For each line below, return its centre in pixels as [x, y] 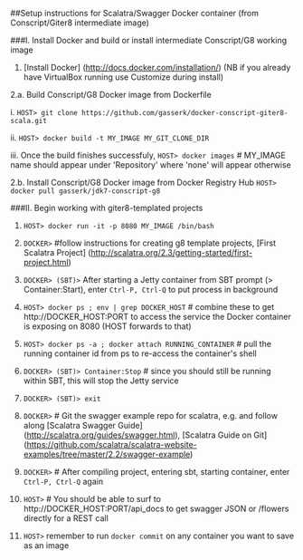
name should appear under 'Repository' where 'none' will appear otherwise [151, 165]
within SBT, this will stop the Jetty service [101, 381]
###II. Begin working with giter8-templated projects [107, 208]
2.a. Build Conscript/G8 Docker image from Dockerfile [111, 95]
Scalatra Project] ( [57, 252]
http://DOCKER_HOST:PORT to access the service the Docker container [157, 317]
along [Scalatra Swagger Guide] [83, 425]
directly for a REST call [66, 518]
